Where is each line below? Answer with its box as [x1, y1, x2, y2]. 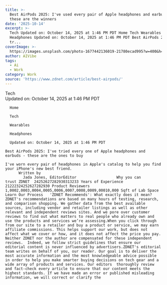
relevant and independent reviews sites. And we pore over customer [5, 209, 150, 214]
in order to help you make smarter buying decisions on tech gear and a [5, 257, 159, 263]
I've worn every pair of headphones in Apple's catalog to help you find [5, 162, 162, 167]
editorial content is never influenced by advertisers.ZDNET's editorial [5, 244, 162, 249]
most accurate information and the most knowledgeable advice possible [5, 253, 157, 258]
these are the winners [9, 16, 57, 21]
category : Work [5, 72, 37, 77]
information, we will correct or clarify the [5, 275, 101, 280]
